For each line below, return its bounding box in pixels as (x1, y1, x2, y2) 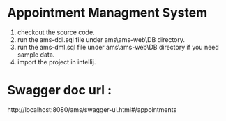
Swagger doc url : (7, 83, 112, 99)
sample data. (17, 50, 55, 59)
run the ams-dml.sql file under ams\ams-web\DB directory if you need (17, 43, 220, 51)
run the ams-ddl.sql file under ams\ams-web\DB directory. (17, 35, 186, 43)
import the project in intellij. (17, 57, 96, 66)
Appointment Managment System (7, 5, 208, 21)
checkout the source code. (17, 28, 96, 36)
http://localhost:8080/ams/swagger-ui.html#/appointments (7, 105, 177, 113)
